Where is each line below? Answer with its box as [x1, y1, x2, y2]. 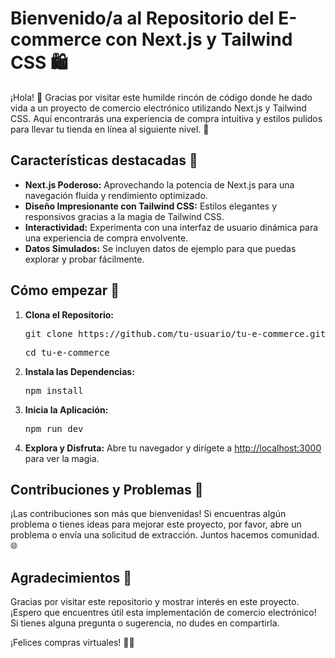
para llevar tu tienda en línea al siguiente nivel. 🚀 [10, 123, 210, 135]
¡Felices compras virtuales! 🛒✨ [10, 637, 135, 649]
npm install [24, 385, 84, 396]
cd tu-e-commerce [24, 347, 110, 358]
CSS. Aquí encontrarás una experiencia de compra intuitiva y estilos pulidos [10, 112, 323, 124]
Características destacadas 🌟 [10, 152, 198, 169]
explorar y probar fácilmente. [24, 253, 145, 265]
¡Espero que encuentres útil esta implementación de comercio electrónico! [10, 607, 317, 619]
